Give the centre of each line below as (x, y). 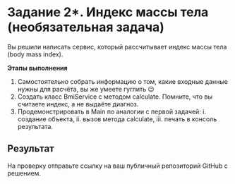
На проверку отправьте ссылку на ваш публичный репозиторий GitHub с (117, 166)
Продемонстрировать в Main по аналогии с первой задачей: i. (112, 111)
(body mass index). (35, 54)
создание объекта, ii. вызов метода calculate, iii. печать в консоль (117, 119)
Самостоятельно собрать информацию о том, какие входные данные (122, 81)
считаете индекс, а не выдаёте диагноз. (78, 104)
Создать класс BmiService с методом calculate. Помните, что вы (115, 97)
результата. (35, 126)
